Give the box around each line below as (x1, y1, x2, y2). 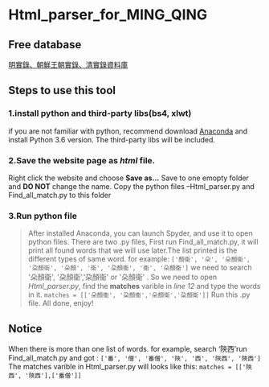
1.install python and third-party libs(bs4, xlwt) (8, 108, 192, 119)
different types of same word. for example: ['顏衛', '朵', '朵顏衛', (27, 254, 251, 264)
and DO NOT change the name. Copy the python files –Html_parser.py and (8, 181, 255, 191)
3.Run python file (8, 210, 78, 221)
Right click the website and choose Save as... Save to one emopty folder (8, 173, 249, 183)
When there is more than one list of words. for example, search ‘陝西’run (8, 344, 247, 354)
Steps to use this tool (8, 84, 116, 97)
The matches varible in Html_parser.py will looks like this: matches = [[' (8, 362, 247, 372)
